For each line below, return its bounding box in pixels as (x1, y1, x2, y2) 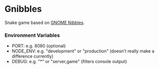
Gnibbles (4, 3, 42, 15)
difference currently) (11, 53, 54, 59)
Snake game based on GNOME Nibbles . (4, 20, 85, 25)
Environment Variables (4, 32, 60, 39)
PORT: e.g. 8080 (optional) (11, 43, 66, 49)
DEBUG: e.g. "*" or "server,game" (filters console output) (11, 59, 127, 65)
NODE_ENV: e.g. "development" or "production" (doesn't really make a (11, 48, 155, 54)
